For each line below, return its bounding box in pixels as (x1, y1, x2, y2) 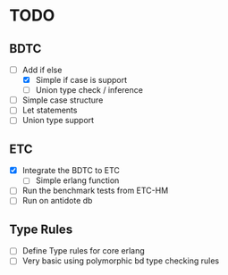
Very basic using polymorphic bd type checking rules (21, 255, 220, 266)
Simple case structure (21, 95, 104, 105)
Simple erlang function (35, 175, 120, 186)
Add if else (21, 64, 63, 75)
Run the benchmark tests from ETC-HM (21, 185, 169, 196)
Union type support (21, 115, 95, 126)
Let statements (21, 104, 78, 116)
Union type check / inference (35, 85, 143, 96)
